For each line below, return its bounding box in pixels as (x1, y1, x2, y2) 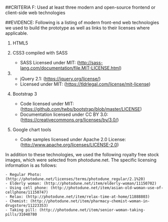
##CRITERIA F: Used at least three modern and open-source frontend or (5, 5, 155, 10)
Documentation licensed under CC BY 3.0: (20, 111, 108, 117)
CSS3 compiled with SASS (12, 50, 68, 56)
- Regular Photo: (5, 172, 42, 177)
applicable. (5, 30, 28, 36)
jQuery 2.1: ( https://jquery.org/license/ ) (20, 76, 101, 81)
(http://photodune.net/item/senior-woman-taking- (39, 207, 145, 212)
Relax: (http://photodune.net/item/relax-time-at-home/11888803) (10, 194, 150, 199)
